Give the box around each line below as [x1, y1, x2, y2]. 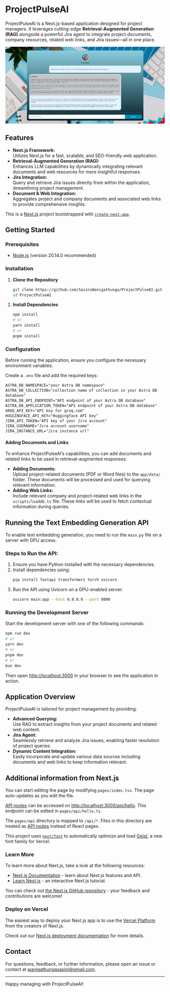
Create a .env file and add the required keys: [5, 373, 98, 379]
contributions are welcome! [5, 893, 62, 899]
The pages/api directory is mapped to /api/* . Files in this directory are [5, 818, 152, 824]
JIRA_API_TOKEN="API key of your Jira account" [5, 418, 108, 424]
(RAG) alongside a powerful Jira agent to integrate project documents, [5, 31, 152, 37]
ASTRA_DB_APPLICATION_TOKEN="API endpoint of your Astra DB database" [5, 403, 157, 409]
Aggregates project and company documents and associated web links [12, 196, 161, 202]
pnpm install [12, 333, 40, 338]
